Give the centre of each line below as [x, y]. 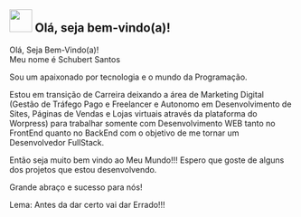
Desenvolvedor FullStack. [57, 142]
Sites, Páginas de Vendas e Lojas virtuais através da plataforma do [133, 113]
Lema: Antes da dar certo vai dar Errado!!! [87, 204]
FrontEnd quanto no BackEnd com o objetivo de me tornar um [124, 133]
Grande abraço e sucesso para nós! [76, 187]
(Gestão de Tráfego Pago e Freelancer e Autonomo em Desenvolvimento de [150, 104]
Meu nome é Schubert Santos [65, 59]
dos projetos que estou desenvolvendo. [83, 169]
